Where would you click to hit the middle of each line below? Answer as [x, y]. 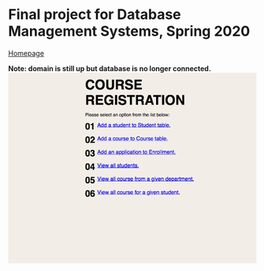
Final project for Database [95, 15]
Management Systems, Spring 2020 [129, 31]
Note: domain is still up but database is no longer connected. [110, 68]
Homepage [26, 53]
